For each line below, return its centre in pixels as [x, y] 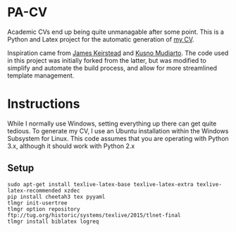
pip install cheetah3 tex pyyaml [56, 197]
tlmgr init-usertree [38, 203]
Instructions [44, 104]
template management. [41, 75]
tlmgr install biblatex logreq [53, 221]
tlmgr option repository [44, 209]
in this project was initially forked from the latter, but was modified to [107, 60]
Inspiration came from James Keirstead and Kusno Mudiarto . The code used [118, 53]
